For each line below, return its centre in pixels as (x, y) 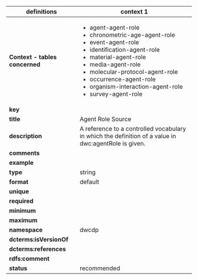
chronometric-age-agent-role (132, 35)
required (21, 201)
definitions (41, 12)
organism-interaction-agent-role (136, 87)
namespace (26, 230)
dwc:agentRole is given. (112, 143)
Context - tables (33, 57)
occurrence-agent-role (123, 79)
